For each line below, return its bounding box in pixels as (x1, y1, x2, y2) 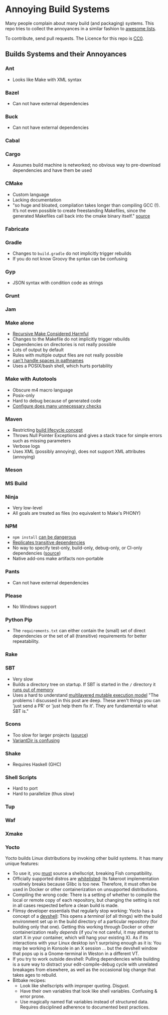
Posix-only (12, 392, 35, 398)
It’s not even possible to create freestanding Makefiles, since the (12, 208, 146, 214)
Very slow (12, 676, 34, 682)
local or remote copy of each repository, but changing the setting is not (12, 897, 160, 903)
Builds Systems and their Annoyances (5, 50, 127, 58)
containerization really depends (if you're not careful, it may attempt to (12, 929, 159, 935)
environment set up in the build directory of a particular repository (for (12, 918, 158, 925)
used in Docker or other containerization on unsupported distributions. (12, 887, 158, 893)
